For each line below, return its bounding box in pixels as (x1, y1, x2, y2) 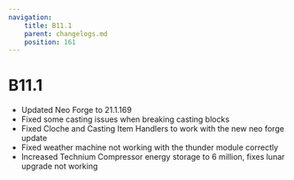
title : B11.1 (24, 21, 73, 30)
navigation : (8, 12, 52, 22)
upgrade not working (20, 161, 98, 172)
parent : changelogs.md (24, 29, 108, 38)
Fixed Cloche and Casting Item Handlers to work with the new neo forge (20, 124, 285, 134)
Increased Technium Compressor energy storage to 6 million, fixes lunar (20, 152, 285, 162)
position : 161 (24, 37, 76, 47)
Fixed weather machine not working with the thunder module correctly (20, 142, 279, 153)
